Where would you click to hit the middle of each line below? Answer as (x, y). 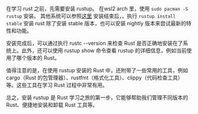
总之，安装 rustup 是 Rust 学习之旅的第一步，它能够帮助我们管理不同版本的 (97, 98)
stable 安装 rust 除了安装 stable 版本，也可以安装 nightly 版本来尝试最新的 (96, 23)
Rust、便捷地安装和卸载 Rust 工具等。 (52, 105)
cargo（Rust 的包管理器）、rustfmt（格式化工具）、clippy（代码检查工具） (95, 78)
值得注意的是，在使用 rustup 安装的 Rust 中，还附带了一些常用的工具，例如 (97, 70)
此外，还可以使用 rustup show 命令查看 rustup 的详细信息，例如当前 (104, 51)
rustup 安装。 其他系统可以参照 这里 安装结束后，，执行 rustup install (91, 16)
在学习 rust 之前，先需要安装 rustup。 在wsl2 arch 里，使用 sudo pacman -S (97, 9)
